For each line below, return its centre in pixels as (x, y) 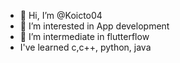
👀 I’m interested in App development (94, 26)
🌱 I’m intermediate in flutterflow (84, 36)
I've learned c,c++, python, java (85, 47)
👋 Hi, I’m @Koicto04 (61, 15)
